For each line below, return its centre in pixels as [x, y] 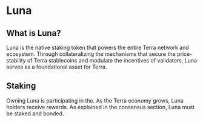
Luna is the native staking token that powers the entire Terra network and [98, 47]
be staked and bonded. [35, 114]
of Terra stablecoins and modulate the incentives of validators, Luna [112, 60]
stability [16, 60]
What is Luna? [34, 33]
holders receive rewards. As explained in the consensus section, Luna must [101, 107]
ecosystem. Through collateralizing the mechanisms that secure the [91, 54]
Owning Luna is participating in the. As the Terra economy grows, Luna [95, 100]
